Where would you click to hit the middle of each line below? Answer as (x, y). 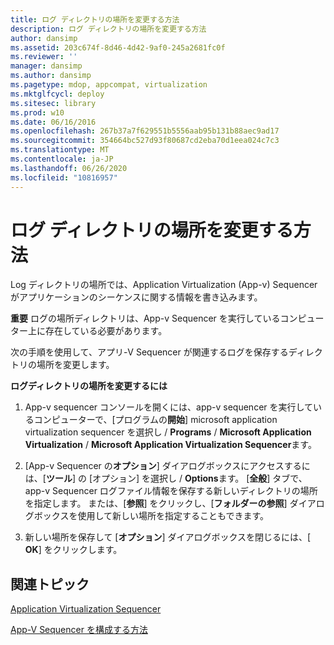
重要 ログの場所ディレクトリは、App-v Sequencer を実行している (145, 318)
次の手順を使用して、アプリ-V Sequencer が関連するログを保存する (149, 352)
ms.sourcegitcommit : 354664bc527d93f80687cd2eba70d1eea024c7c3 (145, 141)
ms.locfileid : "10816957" (64, 177)
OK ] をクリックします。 (73, 550)
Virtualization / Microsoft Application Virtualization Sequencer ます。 (170, 445)
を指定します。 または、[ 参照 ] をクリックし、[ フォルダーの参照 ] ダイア (170, 503)
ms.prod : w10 (37, 112)
